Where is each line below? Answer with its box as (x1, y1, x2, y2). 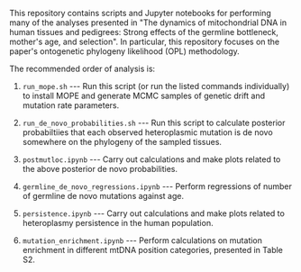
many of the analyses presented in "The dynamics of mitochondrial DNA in (9, 17, 287, 28)
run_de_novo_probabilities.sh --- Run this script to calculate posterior (22, 117, 286, 128)
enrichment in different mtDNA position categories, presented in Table (22, 245, 284, 255)
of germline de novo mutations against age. (22, 191, 185, 201)
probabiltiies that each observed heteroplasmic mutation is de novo (22, 127, 273, 138)
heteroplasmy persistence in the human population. (22, 218, 214, 228)
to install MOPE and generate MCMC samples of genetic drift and (22, 90, 266, 101)
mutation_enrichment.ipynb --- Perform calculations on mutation (22, 235, 263, 246)
